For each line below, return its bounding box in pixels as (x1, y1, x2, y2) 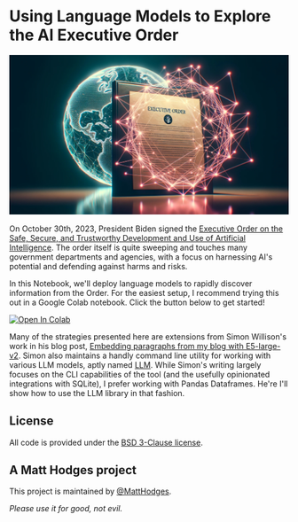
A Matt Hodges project (9, 463, 137, 478)
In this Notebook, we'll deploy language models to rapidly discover (9, 277, 253, 289)
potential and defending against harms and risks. (9, 261, 188, 271)
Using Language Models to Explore (9, 6, 271, 27)
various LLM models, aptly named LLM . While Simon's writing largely (9, 359, 262, 370)
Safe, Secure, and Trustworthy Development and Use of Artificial (9, 232, 247, 243)
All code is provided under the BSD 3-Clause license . (9, 437, 204, 448)
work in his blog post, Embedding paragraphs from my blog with (9, 340, 244, 351)
